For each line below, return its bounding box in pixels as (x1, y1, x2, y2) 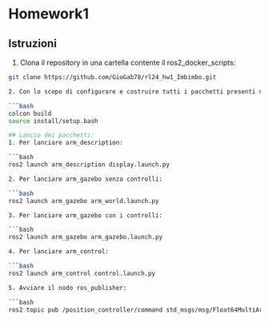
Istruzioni (8, 37, 58, 50)
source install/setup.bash (8, 117, 98, 125)
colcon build (8, 109, 52, 117)
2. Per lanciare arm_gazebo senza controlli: (8, 175, 163, 183)
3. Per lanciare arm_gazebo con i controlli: (8, 211, 163, 220)
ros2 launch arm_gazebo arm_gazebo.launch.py (8, 233, 163, 241)
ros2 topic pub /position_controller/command (8, 305, 163, 314)
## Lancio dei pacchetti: (8, 131, 94, 140)
